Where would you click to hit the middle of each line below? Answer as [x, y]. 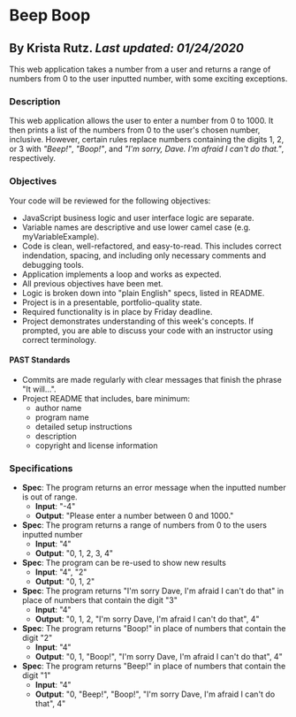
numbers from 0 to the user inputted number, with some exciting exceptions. [148, 79]
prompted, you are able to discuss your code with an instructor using [148, 330]
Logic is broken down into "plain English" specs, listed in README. [143, 293]
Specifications [41, 468]
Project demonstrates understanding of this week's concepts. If [138, 321]
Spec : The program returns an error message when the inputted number [154, 488]
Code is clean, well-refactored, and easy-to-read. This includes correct [152, 246]
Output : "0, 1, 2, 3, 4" [74, 553]
